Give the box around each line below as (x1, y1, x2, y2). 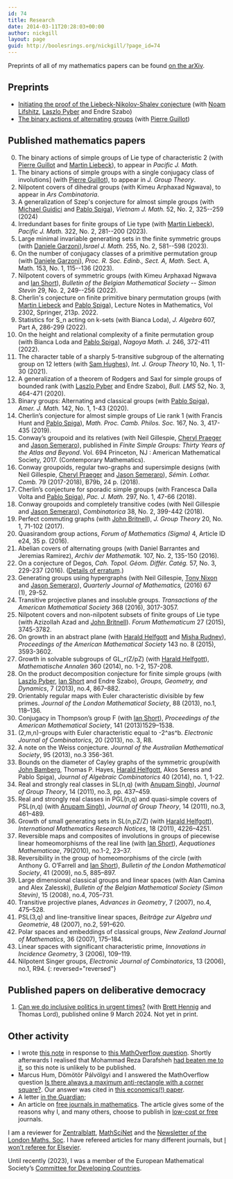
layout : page (8, 36, 46, 43)
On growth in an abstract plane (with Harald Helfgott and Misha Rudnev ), (17, 632, 226, 641)
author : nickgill (8, 29, 58, 37)
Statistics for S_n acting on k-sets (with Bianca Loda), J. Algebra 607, (17, 315, 216, 323)
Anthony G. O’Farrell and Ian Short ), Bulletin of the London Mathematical (17, 861, 226, 870)
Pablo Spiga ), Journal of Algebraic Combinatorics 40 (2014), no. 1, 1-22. (17, 772, 225, 781)
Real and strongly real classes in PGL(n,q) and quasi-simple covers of (17, 795, 217, 803)
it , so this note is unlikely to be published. (17, 1063, 137, 1072)
